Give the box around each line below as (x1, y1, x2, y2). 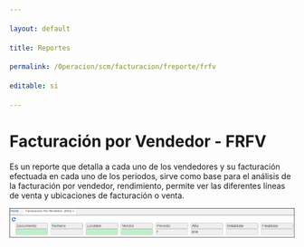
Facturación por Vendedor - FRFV (9, 131, 267, 151)
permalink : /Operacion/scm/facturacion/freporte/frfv (9, 62, 217, 71)
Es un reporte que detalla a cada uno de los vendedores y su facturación (9, 161, 280, 172)
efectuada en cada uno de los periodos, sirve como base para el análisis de (9, 170, 291, 181)
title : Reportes (9, 43, 71, 52)
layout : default (9, 24, 71, 33)
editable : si (9, 81, 59, 90)
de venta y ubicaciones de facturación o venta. (9, 190, 185, 201)
